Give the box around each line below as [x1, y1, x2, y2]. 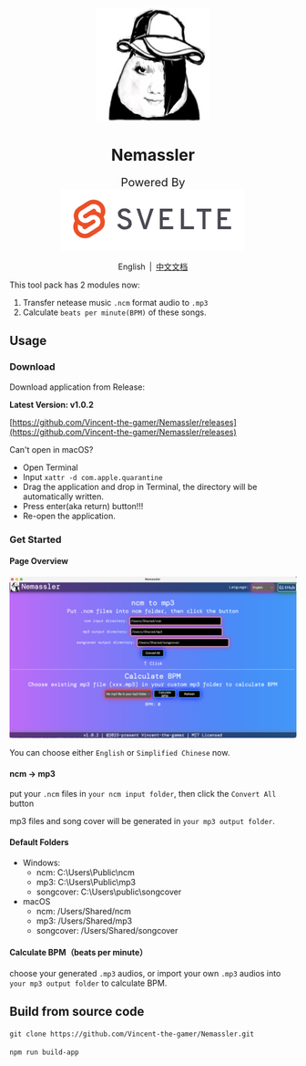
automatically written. [22, 491, 105, 502]
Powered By [120, 174, 186, 190]
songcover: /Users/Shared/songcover [36, 925, 178, 935]
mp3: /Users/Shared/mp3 [36, 915, 133, 926]
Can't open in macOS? [9, 444, 94, 455]
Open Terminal [22, 462, 79, 473]
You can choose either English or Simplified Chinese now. [9, 747, 230, 758]
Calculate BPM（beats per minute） [9, 947, 148, 958]
